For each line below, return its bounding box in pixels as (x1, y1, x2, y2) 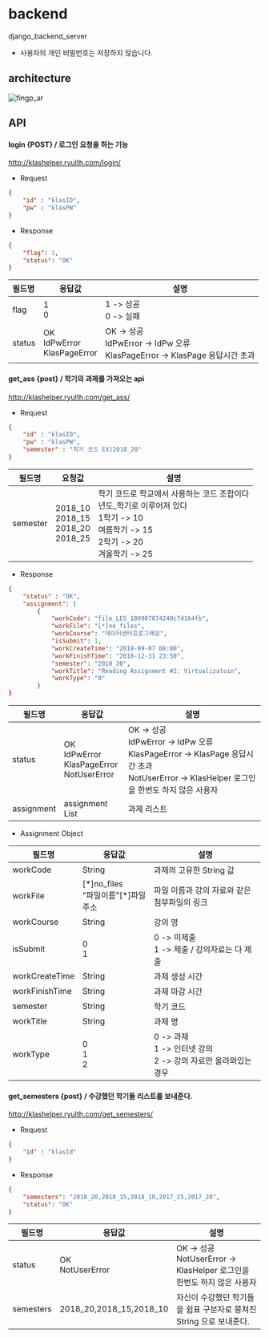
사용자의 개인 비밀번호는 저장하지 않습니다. (19, 47, 154, 57)
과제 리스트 (127, 804, 168, 815)
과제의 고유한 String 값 (153, 865, 235, 876)
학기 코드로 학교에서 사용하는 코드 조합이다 (98, 488, 250, 499)
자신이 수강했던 (175, 1292, 231, 1304)
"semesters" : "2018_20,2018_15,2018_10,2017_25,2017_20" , (22, 1193, 220, 1201)
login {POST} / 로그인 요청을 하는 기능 (8, 140, 129, 149)
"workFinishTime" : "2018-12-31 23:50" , (50, 651, 184, 660)
